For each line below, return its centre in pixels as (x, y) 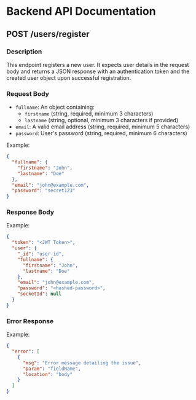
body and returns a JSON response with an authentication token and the (98, 71)
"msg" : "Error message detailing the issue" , (82, 363)
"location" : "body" (47, 374)
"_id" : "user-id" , (41, 254)
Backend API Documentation (81, 11)
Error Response (30, 321)
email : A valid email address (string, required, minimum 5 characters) (103, 127)
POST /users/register (48, 34)
